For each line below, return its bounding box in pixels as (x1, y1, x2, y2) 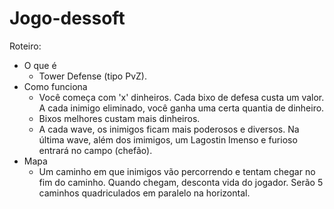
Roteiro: (9, 40, 42, 52)
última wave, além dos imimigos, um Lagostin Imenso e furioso (38, 133, 298, 146)
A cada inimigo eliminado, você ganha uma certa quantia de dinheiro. (38, 102, 325, 114)
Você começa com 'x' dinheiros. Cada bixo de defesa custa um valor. (38, 91, 325, 103)
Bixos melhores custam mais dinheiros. (38, 112, 201, 124)
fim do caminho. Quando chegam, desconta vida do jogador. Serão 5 (38, 176, 324, 188)
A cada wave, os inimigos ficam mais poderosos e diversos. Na (38, 123, 300, 135)
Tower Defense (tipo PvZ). (38, 70, 147, 82)
